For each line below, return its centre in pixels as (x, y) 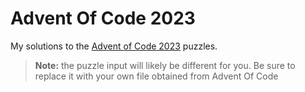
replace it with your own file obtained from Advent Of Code (156, 76)
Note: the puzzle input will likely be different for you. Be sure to (165, 65)
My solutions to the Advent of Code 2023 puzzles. (114, 46)
